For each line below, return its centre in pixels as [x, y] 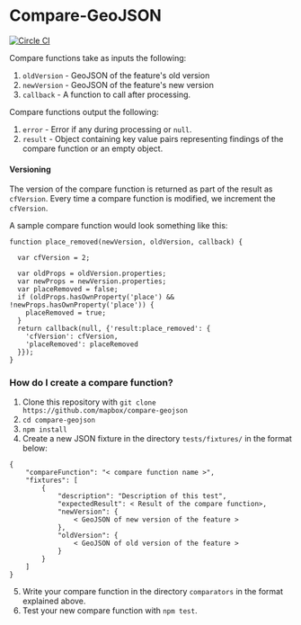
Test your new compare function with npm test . [110, 611]
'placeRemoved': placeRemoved [82, 344]
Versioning [30, 169]
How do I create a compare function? [91, 383]
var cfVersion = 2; [54, 258]
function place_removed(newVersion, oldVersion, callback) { [126, 242]
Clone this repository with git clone [89, 402]
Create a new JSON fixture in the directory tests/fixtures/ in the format [157, 439]
